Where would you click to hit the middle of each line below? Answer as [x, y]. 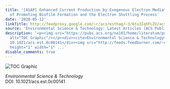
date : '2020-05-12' [26, 19]
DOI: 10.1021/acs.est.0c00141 [35, 81]
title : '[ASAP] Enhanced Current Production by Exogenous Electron [78, 10]
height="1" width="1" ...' [38, 47]
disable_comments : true [30, 52]
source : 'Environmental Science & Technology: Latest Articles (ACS [79, 29]
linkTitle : [17, 24]
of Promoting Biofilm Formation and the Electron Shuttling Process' [84, 15]
